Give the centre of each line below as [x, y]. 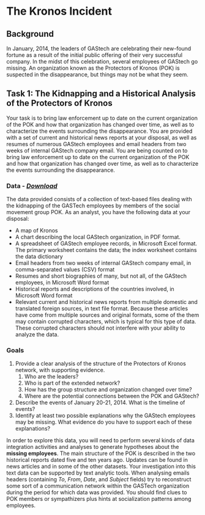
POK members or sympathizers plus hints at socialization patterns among [99, 499]
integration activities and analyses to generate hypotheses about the [93, 447]
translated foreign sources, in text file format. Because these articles [102, 309]
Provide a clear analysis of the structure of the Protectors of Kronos [101, 364]
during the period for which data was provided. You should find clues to [97, 492]
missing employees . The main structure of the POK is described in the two [101, 453]
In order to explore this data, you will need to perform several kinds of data [100, 440]
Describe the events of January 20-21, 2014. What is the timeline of [100, 402]
